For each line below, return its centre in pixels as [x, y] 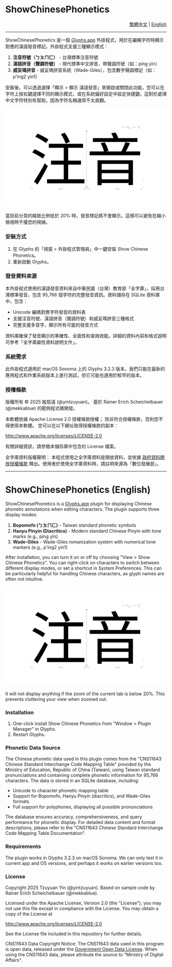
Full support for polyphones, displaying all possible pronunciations [83, 807]
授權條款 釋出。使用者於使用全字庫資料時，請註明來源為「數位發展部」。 [85, 464]
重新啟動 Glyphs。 [32, 261]
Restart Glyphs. [29, 735]
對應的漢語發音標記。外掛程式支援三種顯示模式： [57, 46]
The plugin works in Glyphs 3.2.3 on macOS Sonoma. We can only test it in [84, 858]
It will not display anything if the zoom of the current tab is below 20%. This [85, 694]
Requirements [23, 847]
